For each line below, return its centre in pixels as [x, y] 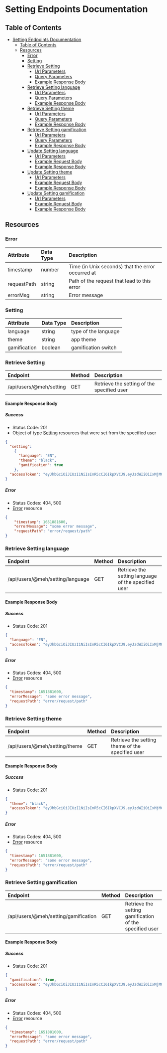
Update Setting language [53, 151]
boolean [51, 348]
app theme [84, 339]
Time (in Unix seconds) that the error [112, 266]
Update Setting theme [50, 172]
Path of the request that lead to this [110, 281]
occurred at [82, 273]
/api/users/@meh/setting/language [48, 579]
